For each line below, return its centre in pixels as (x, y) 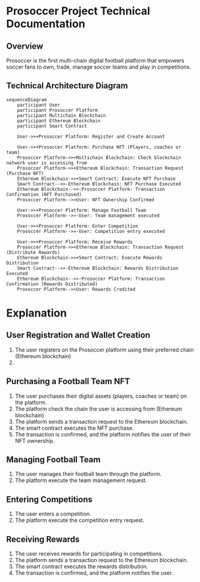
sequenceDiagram (26, 100)
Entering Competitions (50, 499)
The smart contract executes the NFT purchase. (74, 428)
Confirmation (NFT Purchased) (44, 194)
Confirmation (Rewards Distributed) (52, 284)
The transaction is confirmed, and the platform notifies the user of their (103, 434)
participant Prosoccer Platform (57, 110)
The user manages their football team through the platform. (88, 474)
